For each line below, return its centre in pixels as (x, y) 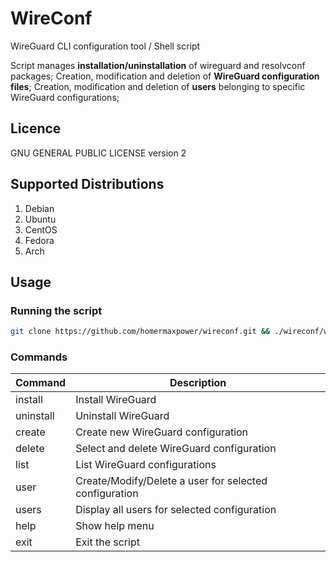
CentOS (41, 229)
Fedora (39, 240)
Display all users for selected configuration (176, 510)
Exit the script (107, 542)
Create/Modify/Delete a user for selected (171, 481)
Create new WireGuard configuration (162, 432)
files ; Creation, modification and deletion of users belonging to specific (158, 86)
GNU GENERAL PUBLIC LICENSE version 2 (98, 153)
